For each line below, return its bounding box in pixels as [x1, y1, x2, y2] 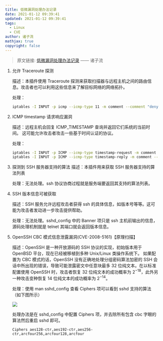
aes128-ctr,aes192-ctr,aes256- [30, 327, 93, 332]
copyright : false [5, 43, 40, 48]
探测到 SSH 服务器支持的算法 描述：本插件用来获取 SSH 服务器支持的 [12, 164, 151, 170]
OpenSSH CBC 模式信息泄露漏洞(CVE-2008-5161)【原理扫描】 [12, 234, 138, 240]
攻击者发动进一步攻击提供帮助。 [20, 208, 85, 213]
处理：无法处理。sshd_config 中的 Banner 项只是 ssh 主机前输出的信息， [12, 218, 158, 224]
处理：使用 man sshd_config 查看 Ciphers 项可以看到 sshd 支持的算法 [12, 285, 152, 291]
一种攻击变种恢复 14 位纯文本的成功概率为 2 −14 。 [12, 274, 110, 281]
